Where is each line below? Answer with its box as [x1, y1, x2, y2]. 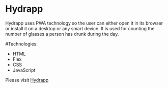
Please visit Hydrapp [5, 77, 49, 83]
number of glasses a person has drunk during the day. [5, 31, 119, 37]
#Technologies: [5, 40, 38, 47]
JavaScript [12, 67, 36, 73]
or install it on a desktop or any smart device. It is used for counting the [5, 25, 155, 31]
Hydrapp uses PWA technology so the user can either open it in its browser [5, 20, 163, 26]
